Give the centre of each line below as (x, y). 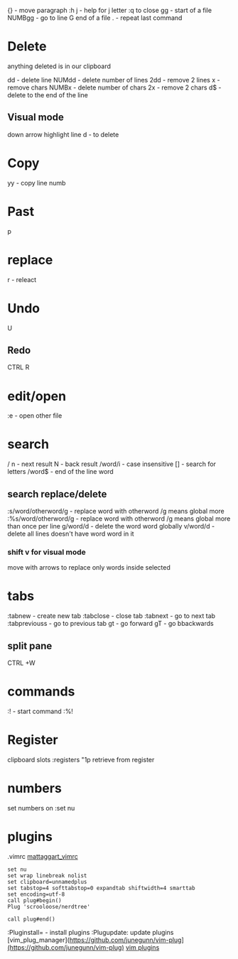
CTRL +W (21, 663)
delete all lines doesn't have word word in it (71, 533)
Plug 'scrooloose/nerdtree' (49, 906)
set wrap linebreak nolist (47, 876)
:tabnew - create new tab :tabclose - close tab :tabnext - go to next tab (111, 616)
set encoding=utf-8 (36, 894)
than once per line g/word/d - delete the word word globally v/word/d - (111, 526)
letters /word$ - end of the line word (60, 472)
